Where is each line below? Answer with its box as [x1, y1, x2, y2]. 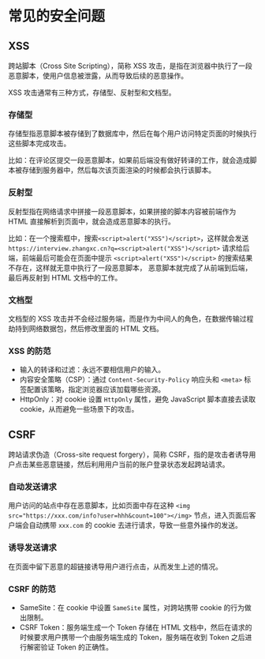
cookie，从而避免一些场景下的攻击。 [19, 405, 139, 414]
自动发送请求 [8, 481, 58, 492]
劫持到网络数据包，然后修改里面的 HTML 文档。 [8, 323, 163, 333]
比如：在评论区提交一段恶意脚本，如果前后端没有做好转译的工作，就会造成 [8, 156, 250, 165]
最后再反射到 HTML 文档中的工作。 [8, 273, 122, 282]
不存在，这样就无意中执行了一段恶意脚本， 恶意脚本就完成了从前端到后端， [8, 262, 252, 273]
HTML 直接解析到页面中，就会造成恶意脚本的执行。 [8, 217, 175, 226]
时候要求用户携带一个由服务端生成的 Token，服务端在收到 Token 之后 [19, 632, 245, 642]
